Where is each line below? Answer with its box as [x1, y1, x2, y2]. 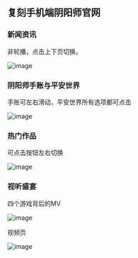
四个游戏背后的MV [7, 199, 62, 208]
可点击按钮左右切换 [7, 148, 64, 157]
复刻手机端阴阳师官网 [7, 6, 100, 19]
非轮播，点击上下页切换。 [7, 47, 82, 55]
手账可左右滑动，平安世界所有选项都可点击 [7, 98, 132, 106]
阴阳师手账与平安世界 [7, 80, 80, 90]
